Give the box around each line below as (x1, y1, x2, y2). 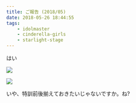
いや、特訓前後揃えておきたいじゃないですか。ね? (6, 90, 130, 97)
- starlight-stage (17, 37, 63, 43)
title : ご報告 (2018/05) (6, 8, 66, 15)
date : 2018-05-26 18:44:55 (6, 15, 74, 21)
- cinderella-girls (17, 32, 66, 38)
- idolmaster (17, 25, 50, 32)
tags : (6, 20, 20, 26)
